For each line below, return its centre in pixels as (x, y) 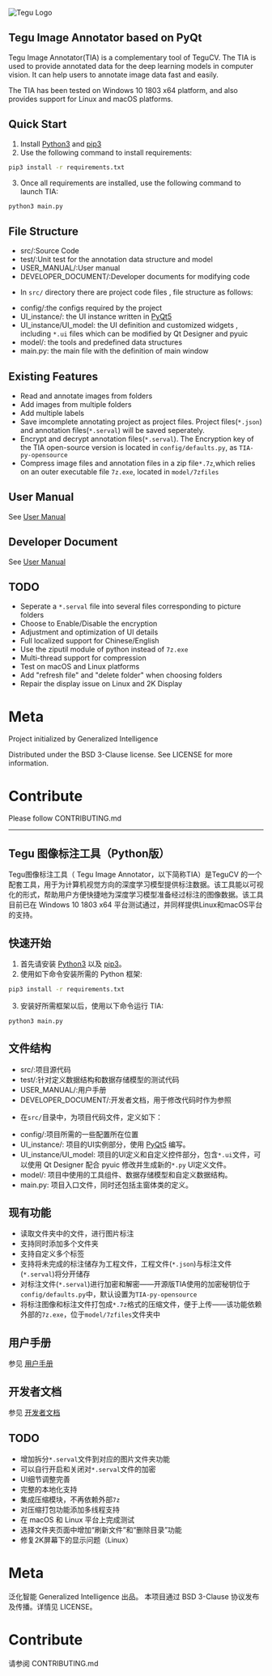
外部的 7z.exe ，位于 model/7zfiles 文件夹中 (90, 1314)
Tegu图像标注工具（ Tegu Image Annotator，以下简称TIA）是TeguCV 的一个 (135, 875)
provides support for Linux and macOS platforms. (91, 99)
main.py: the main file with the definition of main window (114, 351)
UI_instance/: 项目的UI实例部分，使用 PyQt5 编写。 (105, 1144)
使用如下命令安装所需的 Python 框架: (81, 974)
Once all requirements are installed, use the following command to (130, 183)
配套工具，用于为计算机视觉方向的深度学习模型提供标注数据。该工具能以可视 (136, 885)
